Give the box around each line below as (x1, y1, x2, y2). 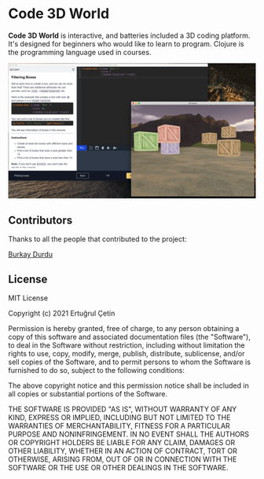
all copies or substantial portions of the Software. (8, 389, 167, 399)
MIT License (8, 293, 49, 303)
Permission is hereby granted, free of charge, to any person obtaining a (8, 324, 240, 333)
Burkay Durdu (8, 249, 53, 260)
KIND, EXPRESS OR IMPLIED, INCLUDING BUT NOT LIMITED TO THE (8, 413, 231, 422)
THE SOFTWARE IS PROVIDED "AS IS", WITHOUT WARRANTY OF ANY (8, 404, 237, 414)
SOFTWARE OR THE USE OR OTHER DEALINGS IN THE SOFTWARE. (8, 463, 229, 473)
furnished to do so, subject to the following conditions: (8, 366, 185, 375)
